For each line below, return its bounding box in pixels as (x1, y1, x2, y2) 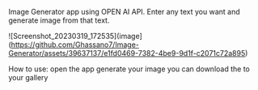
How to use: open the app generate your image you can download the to (8, 64, 251, 74)
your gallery (8, 73, 49, 82)
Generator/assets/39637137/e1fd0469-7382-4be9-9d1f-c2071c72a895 (8, 49, 246, 58)
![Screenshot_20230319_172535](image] (8, 32, 143, 41)
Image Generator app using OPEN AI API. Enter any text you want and (8, 7, 240, 16)
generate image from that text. (8, 15, 110, 25)
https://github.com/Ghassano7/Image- (11, 40, 139, 49)
